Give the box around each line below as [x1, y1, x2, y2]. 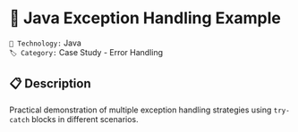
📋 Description [9, 76, 91, 92]
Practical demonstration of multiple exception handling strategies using [9, 104, 272, 115]
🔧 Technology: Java [9, 37, 82, 48]
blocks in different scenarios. [30, 113, 139, 124]
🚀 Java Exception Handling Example [9, 8, 282, 29]
